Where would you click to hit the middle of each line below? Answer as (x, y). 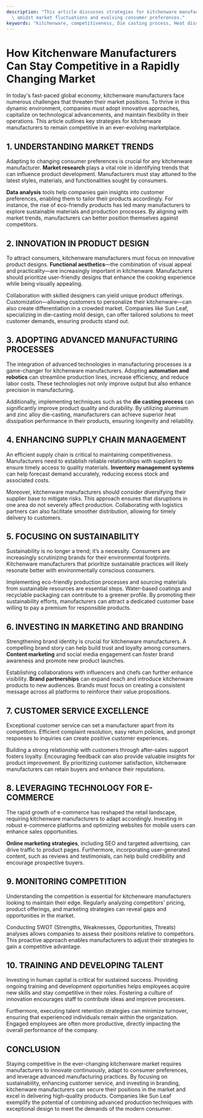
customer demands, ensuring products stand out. (68, 321)
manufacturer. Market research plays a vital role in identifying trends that (98, 168)
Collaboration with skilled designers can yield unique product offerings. (95, 295)
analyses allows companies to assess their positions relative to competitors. (101, 933)
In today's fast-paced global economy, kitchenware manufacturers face (95, 96)
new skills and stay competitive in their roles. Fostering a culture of (89, 993)
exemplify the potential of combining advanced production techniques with (100, 1102)
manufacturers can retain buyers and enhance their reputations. (86, 769)
